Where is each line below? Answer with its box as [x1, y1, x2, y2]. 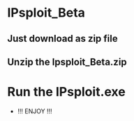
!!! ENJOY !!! [17, 106, 52, 115]
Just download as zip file [7, 33, 118, 45]
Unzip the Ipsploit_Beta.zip [7, 56, 127, 67]
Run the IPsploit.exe [7, 84, 126, 100]
